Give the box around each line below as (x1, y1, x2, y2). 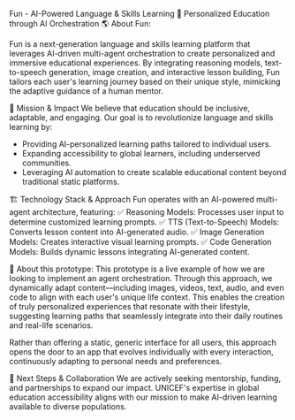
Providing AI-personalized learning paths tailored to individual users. (21, 139, 272, 149)
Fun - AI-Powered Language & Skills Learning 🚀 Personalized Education (9, 9, 270, 19)
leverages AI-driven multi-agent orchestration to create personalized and (9, 49, 276, 58)
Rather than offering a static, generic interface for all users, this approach (9, 337, 276, 347)
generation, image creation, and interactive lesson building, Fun (48, 67, 281, 77)
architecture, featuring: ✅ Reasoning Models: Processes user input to (32, 207, 284, 217)
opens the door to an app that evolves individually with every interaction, (9, 347, 274, 357)
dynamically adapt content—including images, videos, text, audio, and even (9, 283, 284, 293)
